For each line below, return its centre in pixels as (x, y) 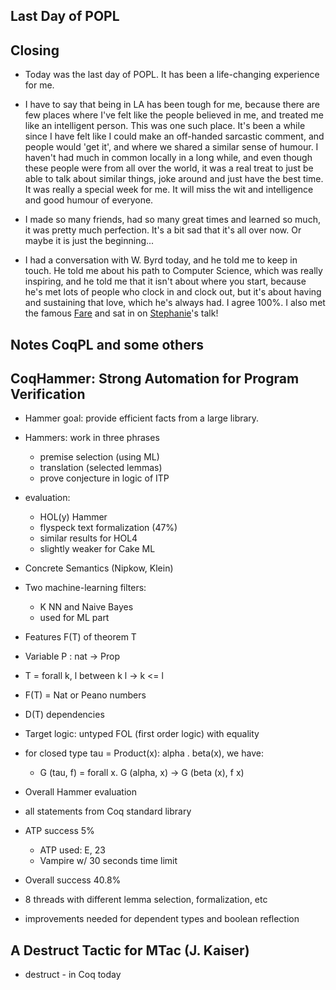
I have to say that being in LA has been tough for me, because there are (172, 105)
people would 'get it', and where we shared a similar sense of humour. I (171, 147)
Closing (35, 50)
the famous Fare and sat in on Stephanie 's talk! (121, 313)
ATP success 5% (59, 831)
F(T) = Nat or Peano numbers (85, 695)
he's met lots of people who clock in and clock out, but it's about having (173, 292)
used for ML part (74, 618)
